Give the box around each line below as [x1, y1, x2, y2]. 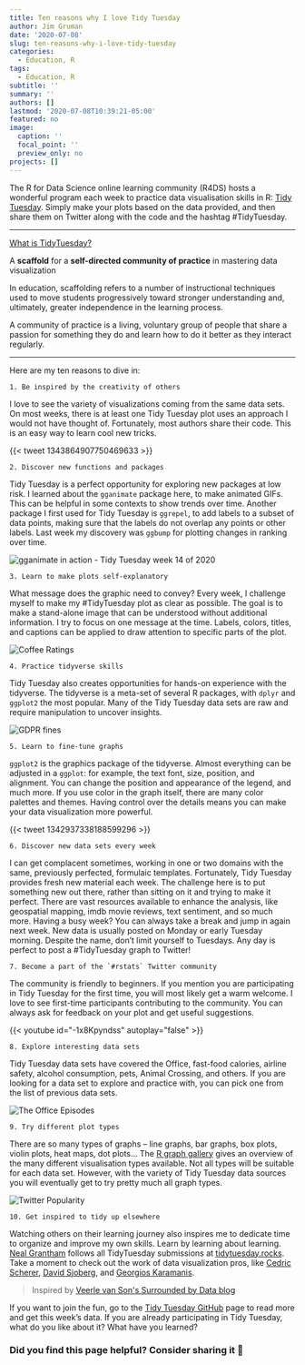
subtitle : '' [9, 81, 59, 90]
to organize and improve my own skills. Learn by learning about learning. [9, 1238, 281, 1249]
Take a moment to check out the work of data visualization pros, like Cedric [9, 1257, 292, 1268]
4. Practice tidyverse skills [9, 662, 124, 671]
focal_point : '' [17, 140, 79, 149]
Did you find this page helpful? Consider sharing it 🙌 [9, 1344, 243, 1357]
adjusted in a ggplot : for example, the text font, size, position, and [9, 767, 256, 778]
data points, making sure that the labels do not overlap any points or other [9, 517, 286, 528]
